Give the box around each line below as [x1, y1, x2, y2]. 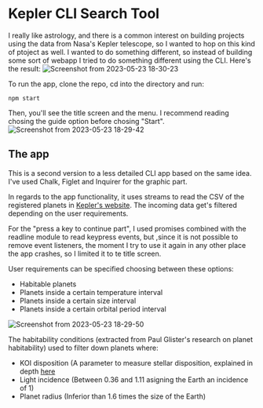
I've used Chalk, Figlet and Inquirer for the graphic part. [8, 177, 188, 186]
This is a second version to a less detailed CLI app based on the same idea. [8, 168, 252, 177]
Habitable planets [19, 279, 77, 289]
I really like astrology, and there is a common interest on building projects [8, 31, 245, 40]
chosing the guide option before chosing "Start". [8, 116, 165, 126]
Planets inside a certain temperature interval [19, 287, 163, 297]
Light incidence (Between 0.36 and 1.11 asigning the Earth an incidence [19, 374, 249, 384]
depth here [19, 366, 56, 376]
